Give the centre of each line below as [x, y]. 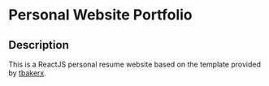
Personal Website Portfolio [100, 15]
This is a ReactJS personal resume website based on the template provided [135, 64]
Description [39, 45]
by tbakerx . [27, 73]
